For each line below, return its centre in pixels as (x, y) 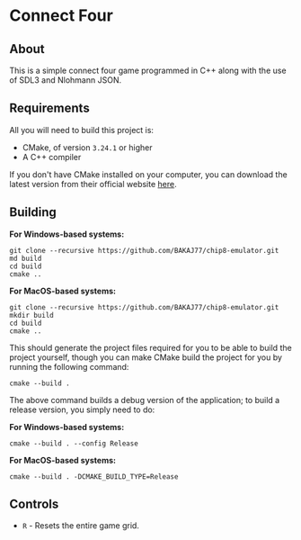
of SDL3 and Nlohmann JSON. (66, 80)
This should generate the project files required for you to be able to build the (150, 347)
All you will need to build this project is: (82, 130)
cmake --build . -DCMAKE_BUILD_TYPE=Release (94, 477)
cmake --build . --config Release (74, 443)
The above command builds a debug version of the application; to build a (145, 400)
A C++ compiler (52, 157)
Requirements (49, 108)
